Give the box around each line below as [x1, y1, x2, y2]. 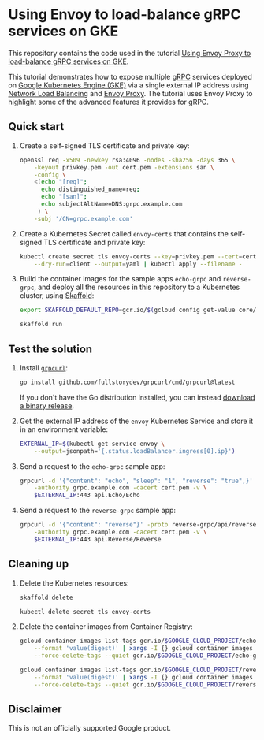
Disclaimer [8, 703, 62, 716]
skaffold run [19, 321, 63, 329]
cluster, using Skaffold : [19, 291, 95, 300]
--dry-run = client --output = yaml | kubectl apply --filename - [34, 260, 243, 268]
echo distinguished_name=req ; [40, 185, 140, 194]
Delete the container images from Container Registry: [19, 622, 193, 631]
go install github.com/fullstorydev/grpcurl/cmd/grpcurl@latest [19, 378, 236, 386]
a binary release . [19, 400, 75, 411]
